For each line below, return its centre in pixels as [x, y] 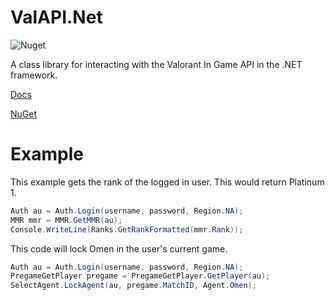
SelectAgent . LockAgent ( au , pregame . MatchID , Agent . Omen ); [133, 286]
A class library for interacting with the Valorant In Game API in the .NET [156, 64]
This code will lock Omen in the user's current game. [119, 248]
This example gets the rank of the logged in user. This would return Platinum [167, 182]
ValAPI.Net [56, 17]
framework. [34, 75]
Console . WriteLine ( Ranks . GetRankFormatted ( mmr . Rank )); [127, 229]
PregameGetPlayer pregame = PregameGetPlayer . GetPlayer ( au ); [140, 276]
